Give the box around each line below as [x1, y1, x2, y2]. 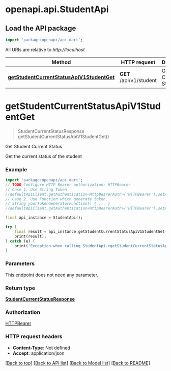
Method [51, 59, 71, 66]
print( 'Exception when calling [14, 243, 81, 248]
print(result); [14, 233, 47, 239]
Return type [5, 284, 36, 291]
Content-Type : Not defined [12, 344, 70, 351]
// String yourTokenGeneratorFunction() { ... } [5, 201, 110, 206]
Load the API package [5, 24, 76, 33]
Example [5, 166, 27, 173]
